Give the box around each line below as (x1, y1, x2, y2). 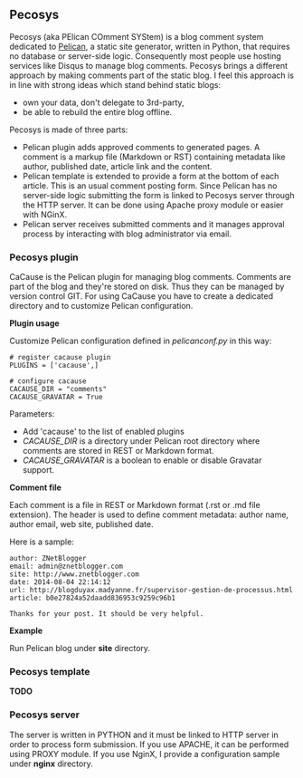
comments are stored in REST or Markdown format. (22, 446, 214, 456)
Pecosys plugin (9, 251, 79, 264)
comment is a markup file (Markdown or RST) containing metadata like (22, 151, 286, 162)
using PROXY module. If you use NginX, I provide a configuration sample (9, 748, 280, 759)
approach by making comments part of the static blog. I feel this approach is (9, 70, 294, 81)
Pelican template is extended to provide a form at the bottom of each (22, 170, 279, 181)
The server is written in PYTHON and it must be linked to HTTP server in (9, 729, 279, 740)
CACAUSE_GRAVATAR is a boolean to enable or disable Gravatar (22, 455, 262, 466)
